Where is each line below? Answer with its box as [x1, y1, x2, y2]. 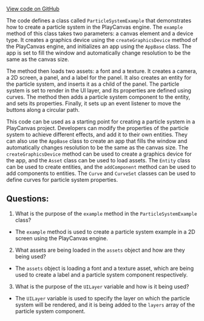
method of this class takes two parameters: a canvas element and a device [6, 30, 194, 37]
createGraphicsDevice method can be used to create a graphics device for [6, 150, 192, 157]
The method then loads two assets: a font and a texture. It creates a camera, [6, 67, 197, 75]
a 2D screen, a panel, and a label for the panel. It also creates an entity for [6, 74, 192, 81]
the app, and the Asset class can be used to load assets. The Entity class [6, 157, 191, 164]
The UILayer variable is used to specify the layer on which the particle [15, 294, 190, 302]
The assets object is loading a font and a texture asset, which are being [15, 264, 194, 272]
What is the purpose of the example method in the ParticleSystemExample [15, 210, 197, 217]
